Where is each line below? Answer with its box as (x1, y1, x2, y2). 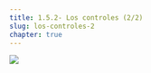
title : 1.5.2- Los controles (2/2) (9, 13, 144, 23)
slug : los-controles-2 (9, 22, 95, 31)
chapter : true (9, 30, 63, 39)
